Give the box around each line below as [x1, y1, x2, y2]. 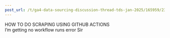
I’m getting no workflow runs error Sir [5, 26, 83, 33]
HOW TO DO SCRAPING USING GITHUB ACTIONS [5, 21, 110, 27]
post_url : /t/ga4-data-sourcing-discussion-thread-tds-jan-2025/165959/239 [5, 7, 168, 13]
